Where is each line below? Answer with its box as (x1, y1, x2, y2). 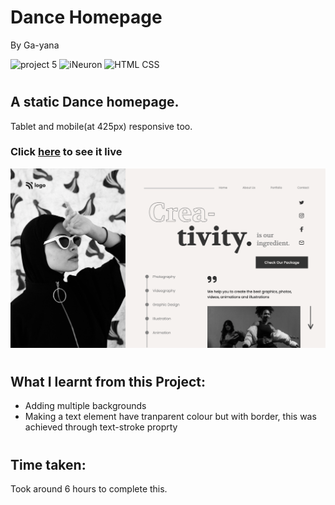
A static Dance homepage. (10, 94, 180, 111)
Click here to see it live (10, 145, 123, 159)
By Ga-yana (10, 39, 60, 51)
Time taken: (10, 456, 87, 473)
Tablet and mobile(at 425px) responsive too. (10, 120, 193, 132)
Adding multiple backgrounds (24, 400, 147, 412)
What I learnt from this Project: (10, 373, 207, 390)
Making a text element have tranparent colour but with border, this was (24, 411, 317, 423)
